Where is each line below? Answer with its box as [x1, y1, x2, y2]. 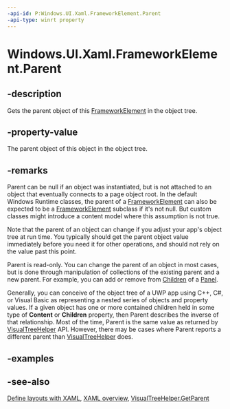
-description [7, 88, 62, 100]
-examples [7, 353, 54, 364]
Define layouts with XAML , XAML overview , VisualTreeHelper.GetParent [7, 394, 209, 403]
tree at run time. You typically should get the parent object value [7, 233, 189, 241]
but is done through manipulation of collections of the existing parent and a [7, 268, 220, 276]
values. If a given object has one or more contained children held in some [7, 304, 215, 312]
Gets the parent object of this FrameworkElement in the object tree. [7, 106, 198, 114]
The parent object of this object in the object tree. [7, 145, 148, 153]
